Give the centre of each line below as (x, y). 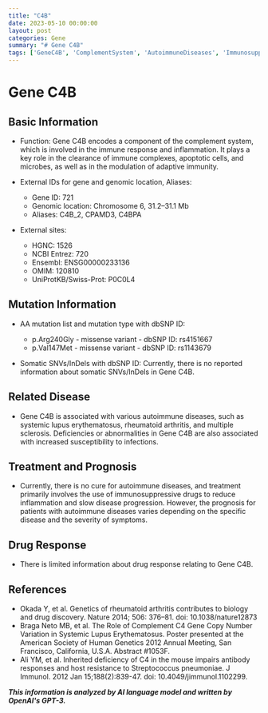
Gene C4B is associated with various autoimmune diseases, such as (132, 416)
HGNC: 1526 (52, 245)
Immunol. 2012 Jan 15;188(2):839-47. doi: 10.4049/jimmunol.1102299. (134, 677)
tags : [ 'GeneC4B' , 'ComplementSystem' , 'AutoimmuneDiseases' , (114, 53)
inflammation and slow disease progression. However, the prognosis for (138, 503)
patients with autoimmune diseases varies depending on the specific (133, 512)
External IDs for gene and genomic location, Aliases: (106, 182)
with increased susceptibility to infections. (89, 441)
